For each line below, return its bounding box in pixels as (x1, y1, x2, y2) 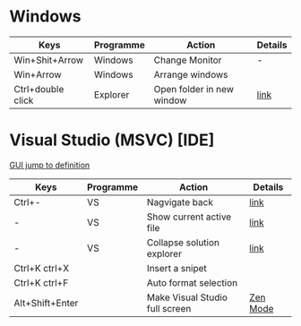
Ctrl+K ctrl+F (13, 276, 69, 288)
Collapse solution (146, 236, 219, 248)
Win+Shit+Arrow (13, 54, 84, 66)
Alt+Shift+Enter (13, 296, 79, 309)
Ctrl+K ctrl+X (13, 262, 70, 274)
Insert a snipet (146, 262, 208, 274)
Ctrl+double (13, 82, 64, 95)
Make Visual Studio (146, 291, 228, 304)
